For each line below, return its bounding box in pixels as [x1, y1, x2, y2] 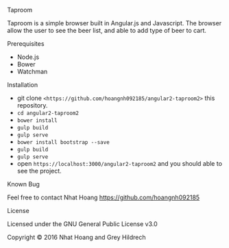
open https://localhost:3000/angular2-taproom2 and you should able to [16, 160, 223, 167]
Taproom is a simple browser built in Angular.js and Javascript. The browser [7, 19, 221, 27]
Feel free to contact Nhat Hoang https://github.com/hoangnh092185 [7, 193, 200, 201]
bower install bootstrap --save [16, 139, 110, 146]
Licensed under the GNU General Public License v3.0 [7, 220, 158, 228]
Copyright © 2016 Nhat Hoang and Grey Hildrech [7, 233, 146, 241]
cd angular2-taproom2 [16, 110, 79, 116]
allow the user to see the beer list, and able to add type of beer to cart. [7, 27, 207, 34]
